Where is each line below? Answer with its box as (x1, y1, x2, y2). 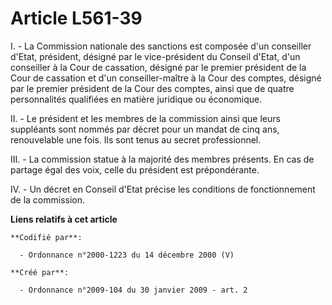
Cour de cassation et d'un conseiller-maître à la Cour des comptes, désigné (10, 72, 322, 84)
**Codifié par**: (10, 232, 83, 242)
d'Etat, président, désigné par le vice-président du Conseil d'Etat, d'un (10, 50, 301, 62)
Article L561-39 (10, 7, 143, 30)
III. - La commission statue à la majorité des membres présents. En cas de (10, 153, 315, 165)
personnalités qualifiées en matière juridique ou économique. (10, 93, 263, 105)
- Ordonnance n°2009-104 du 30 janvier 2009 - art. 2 (19, 285, 248, 295)
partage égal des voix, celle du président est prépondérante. (10, 163, 260, 176)
